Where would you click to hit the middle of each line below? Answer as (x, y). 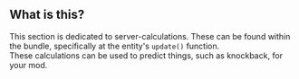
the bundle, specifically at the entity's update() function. (115, 46)
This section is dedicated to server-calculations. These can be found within (150, 36)
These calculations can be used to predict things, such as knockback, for (146, 55)
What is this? (47, 15)
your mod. (29, 65)
